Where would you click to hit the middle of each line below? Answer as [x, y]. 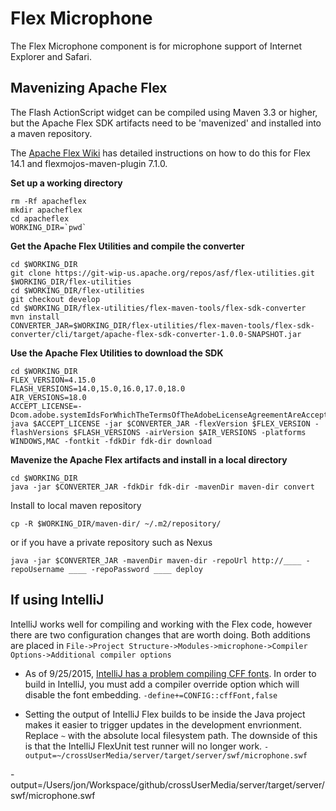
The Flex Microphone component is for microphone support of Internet [156, 46]
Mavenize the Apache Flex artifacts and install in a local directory [149, 459]
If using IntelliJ [57, 600]
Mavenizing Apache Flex [89, 88]
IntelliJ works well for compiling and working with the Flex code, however [161, 624]
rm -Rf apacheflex [48, 201]
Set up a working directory [66, 183]
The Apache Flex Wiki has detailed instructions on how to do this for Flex [160, 153]
